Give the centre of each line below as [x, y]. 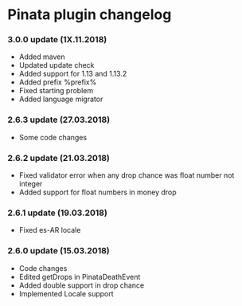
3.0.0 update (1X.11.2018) [57, 40]
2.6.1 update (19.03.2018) [58, 213]
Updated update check [57, 65]
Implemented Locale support [66, 293]
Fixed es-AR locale [50, 230]
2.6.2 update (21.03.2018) [59, 158]
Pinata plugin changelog [90, 15]
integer [31, 184]
